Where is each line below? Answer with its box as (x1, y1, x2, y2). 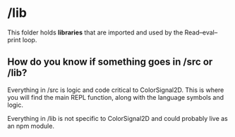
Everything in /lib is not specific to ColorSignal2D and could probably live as (7, 114, 228, 122)
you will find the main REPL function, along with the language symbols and (7, 93, 224, 101)
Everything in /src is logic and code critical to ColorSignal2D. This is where (7, 86, 224, 94)
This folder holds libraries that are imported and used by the (7, 28, 183, 37)
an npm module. (7, 122, 55, 130)
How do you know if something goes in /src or (7, 56, 213, 68)
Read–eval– (184, 28, 218, 37)
